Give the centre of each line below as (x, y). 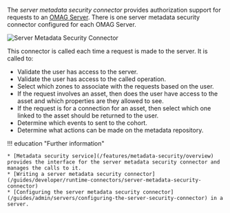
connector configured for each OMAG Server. (72, 24)
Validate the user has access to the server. (77, 72)
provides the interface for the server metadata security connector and (114, 162)
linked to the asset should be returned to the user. (88, 115)
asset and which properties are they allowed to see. (90, 101)
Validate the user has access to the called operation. (92, 79)
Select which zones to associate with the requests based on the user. (116, 86)
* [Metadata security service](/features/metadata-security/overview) (111, 156)
